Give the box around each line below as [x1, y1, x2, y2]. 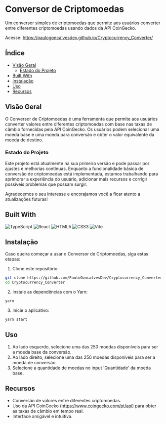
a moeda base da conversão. [12, 349, 72, 355]
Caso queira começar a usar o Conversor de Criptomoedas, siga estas [5, 251, 149, 257]
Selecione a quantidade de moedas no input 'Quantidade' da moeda [12, 365, 151, 371]
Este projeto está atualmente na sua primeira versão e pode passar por [5, 160, 150, 166]
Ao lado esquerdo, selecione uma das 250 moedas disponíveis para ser [12, 343, 158, 349]
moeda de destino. [5, 137, 43, 143]
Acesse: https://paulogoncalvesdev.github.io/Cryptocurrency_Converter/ [5, 35, 153, 41]
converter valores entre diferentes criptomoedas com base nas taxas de [5, 121, 152, 127]
